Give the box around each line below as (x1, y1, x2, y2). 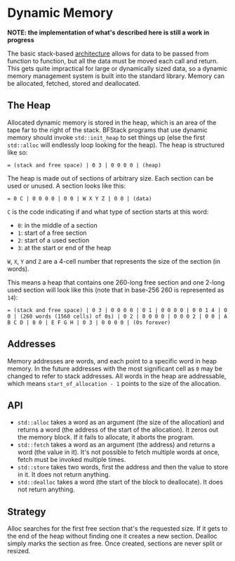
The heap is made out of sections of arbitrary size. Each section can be (7, 174, 214, 182)
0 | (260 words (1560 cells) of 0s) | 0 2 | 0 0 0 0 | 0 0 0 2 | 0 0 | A (7, 313, 228, 320)
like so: (7, 148, 28, 156)
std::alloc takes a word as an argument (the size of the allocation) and (17, 418, 224, 427)
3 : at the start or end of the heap (17, 243, 112, 252)
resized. (7, 547, 31, 555)
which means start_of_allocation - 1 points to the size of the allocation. (7, 379, 221, 387)
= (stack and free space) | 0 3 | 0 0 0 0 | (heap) (7, 162, 161, 169)
